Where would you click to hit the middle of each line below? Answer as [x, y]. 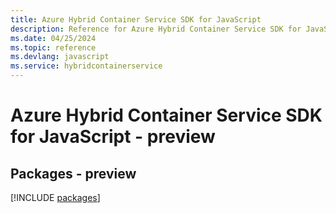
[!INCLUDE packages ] [55, 197]
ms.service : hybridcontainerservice [86, 66]
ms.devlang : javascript [60, 57]
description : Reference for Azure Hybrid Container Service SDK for [156, 29]
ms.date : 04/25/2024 [53, 38]
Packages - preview [73, 173]
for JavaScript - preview [113, 137]
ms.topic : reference [53, 47]
